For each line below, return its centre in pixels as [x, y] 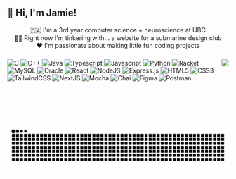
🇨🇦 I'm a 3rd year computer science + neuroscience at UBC [118, 30]
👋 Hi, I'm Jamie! [42, 13]
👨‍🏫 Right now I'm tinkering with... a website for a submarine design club [118, 38]
